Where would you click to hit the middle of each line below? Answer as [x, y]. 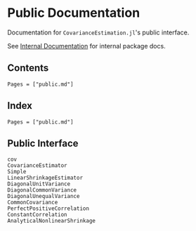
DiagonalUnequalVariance [44, 197]
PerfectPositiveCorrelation [48, 209]
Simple [17, 172]
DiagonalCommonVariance [42, 190]
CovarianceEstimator [38, 166]
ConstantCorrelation [38, 215]
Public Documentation [74, 13]
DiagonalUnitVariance [39, 184]
